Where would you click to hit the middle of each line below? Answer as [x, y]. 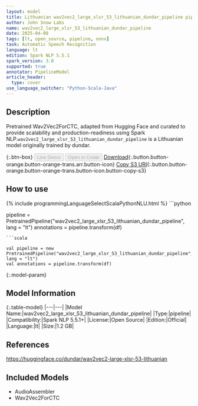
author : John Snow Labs [35, 22]
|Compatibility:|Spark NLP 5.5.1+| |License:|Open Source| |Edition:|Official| [96, 320]
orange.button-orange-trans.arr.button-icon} [60, 164]
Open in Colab [83, 157]
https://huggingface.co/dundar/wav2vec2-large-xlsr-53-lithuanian [87, 359]
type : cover [26, 83]
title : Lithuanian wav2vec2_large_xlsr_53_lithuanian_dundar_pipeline [95, 17]
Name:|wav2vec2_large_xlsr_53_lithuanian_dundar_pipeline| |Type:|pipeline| [99, 313]
